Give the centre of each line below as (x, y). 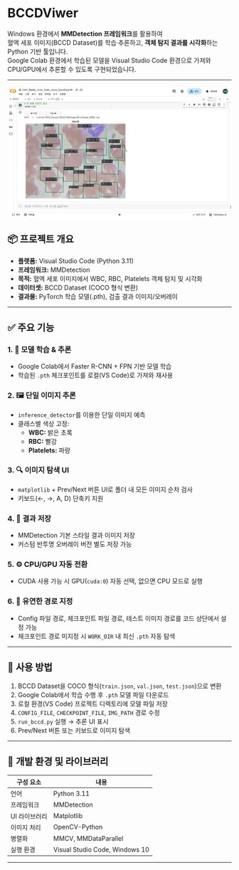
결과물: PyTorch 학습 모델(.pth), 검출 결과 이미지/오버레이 (97, 296)
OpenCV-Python (78, 827)
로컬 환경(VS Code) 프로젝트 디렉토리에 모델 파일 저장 (93, 704)
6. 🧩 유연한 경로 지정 (40, 601)
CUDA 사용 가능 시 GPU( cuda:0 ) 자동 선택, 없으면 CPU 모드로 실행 (110, 581)
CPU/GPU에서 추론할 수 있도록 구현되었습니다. (72, 69)
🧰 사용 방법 (30, 668)
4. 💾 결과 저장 (30, 519)
